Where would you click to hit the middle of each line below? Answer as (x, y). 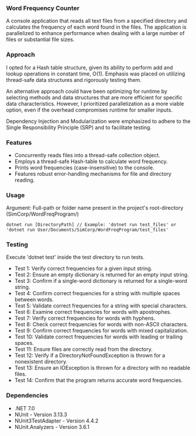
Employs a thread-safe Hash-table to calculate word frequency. (91, 161)
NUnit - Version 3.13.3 (41, 414)
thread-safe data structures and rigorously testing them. (74, 79)
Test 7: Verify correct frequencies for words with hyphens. (85, 318)
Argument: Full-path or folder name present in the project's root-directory (95, 208)
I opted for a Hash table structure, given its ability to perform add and (90, 67)
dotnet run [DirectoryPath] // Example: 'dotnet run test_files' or (91, 225)
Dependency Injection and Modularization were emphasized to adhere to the (98, 121)
